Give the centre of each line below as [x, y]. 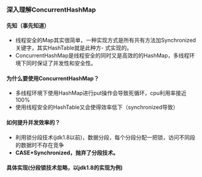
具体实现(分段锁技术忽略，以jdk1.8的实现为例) [64, 168]
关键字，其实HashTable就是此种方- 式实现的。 [74, 48]
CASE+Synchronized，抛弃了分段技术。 [67, 153]
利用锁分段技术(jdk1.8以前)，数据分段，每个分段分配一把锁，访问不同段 [105, 137]
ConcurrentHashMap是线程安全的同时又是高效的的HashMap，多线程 [102, 56]
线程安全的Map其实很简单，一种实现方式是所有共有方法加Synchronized [106, 40]
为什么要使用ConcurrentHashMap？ [53, 78]
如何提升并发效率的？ [33, 122]
